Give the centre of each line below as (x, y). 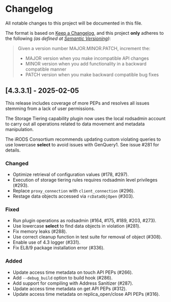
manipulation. (20, 129)
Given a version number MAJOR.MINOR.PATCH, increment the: (84, 48)
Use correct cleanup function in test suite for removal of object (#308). (87, 237)
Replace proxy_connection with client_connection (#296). (74, 191)
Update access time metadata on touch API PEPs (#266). (73, 272)
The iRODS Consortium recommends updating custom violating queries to (83, 139)
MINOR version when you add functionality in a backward (86, 63)
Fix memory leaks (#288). (40, 231)
